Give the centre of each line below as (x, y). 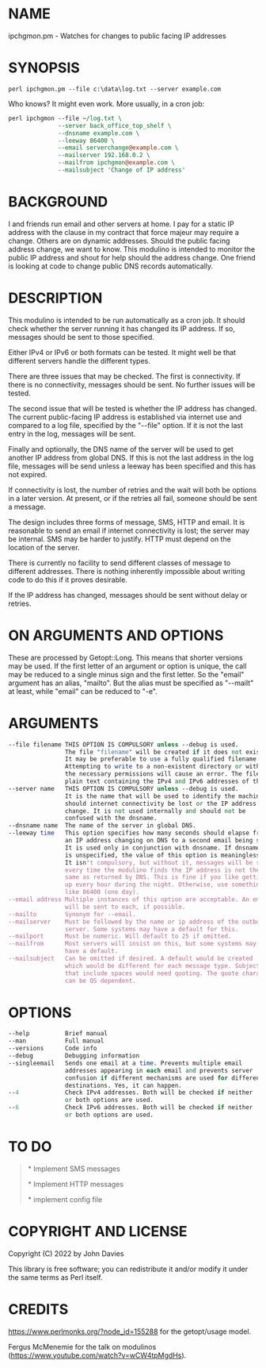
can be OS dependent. (100, 981)
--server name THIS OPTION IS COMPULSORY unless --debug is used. (123, 788)
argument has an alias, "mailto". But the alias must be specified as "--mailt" (131, 683)
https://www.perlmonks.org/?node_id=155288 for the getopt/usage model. (130, 1331)
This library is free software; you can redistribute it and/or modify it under (128, 1269)
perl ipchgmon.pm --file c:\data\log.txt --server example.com (115, 89)
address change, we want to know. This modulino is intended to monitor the (132, 249)
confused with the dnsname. (111, 819)
